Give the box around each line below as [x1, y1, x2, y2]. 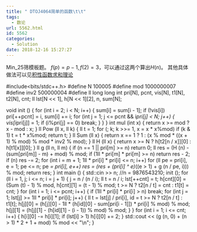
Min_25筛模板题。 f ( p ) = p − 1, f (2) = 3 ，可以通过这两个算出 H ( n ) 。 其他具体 [6, 63, 189, 70]
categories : [6, 36, 35, 42]
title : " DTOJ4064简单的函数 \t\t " [6, 8, 86, 15]
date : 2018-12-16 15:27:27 [6, 47, 72, 53]
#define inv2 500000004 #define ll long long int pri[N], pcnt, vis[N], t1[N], [6, 89, 185, 96]
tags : [6, 14, 19, 20]
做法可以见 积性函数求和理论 [6, 71, 74, 78]
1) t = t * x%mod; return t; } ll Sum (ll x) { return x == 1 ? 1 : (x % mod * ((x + [6, 132, 188, 139]
